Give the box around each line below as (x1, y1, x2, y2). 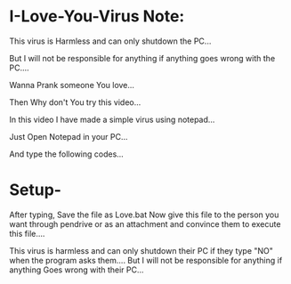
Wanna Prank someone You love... (9, 79, 135, 90)
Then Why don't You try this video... (9, 96, 141, 108)
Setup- (9, 180, 62, 200)
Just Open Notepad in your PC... (9, 131, 128, 142)
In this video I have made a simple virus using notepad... (9, 114, 215, 125)
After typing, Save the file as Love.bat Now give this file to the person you (9, 209, 279, 220)
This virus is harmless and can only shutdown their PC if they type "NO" (9, 245, 274, 256)
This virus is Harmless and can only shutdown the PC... (9, 36, 212, 46)
